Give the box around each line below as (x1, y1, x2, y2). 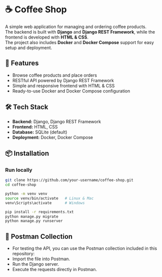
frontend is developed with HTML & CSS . (5, 34, 89, 40)
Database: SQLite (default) (12, 129, 68, 135)
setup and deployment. (5, 45, 52, 50)
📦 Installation (5, 149, 49, 157)
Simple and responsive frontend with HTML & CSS (12, 83, 115, 89)
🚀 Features (5, 59, 39, 67)
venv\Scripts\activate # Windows (5, 200, 85, 205)
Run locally (5, 166, 33, 173)
